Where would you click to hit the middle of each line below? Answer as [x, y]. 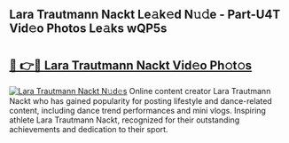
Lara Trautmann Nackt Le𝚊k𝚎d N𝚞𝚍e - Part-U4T [145, 15]
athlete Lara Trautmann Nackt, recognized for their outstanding [125, 120]
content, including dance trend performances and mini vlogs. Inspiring [137, 111]
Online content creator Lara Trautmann [200, 91]
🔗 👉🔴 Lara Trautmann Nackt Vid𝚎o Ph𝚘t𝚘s [131, 65]
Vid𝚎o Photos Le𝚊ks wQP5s [88, 29]
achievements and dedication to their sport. [89, 129]
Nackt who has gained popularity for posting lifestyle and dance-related [141, 101]
